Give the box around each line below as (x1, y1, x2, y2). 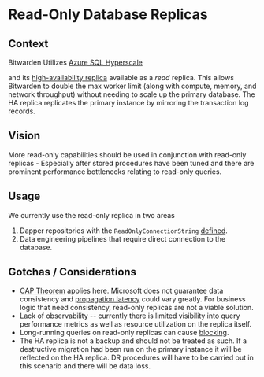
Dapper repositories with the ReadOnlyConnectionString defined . (19, 226, 229, 235)
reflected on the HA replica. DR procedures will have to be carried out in (19, 353, 254, 363)
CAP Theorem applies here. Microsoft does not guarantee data (19, 286, 224, 296)
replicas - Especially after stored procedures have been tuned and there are (8, 158, 255, 168)
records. (8, 106, 35, 116)
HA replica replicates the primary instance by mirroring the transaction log (8, 98, 250, 107)
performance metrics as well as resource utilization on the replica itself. (19, 320, 252, 329)
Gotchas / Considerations (8, 265, 136, 279)
